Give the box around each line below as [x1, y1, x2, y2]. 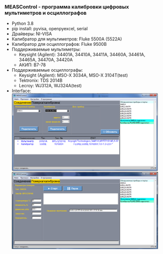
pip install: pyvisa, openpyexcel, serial [11, 26, 88, 32]
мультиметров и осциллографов [4, 9, 87, 16]
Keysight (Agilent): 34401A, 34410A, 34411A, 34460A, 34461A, [18, 52, 145, 58]
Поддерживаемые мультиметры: [11, 46, 81, 52]
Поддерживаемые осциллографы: [11, 67, 83, 73]
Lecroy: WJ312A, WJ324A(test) [18, 83, 82, 89]
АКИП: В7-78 [18, 62, 46, 68]
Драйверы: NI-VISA [11, 31, 52, 37]
